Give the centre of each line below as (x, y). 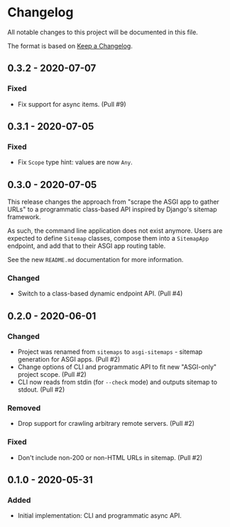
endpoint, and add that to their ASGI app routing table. (87, 246)
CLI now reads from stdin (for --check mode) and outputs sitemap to (117, 382)
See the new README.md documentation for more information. (95, 260)
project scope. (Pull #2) (52, 375)
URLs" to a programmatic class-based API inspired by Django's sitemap (113, 209)
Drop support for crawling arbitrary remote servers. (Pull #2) (106, 424)
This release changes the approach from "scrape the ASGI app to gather (114, 202)
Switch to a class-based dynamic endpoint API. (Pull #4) (100, 293)
